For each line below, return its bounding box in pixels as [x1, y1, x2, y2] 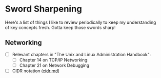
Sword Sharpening [5, 3, 82, 15]
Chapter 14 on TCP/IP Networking [19, 57, 88, 62]
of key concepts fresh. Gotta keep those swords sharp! [5, 24, 116, 30]
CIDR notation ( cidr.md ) [12, 68, 60, 74]
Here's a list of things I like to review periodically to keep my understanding [5, 19, 156, 25]
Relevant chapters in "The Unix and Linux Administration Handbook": [12, 51, 151, 57]
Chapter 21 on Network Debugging [19, 62, 89, 68]
